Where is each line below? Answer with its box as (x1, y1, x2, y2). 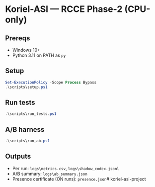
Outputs (5, 152, 31, 161)
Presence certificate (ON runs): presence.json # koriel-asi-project (12, 176, 146, 182)
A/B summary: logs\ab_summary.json (12, 171, 88, 177)
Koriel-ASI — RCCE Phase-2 (5, 3, 123, 15)
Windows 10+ (12, 47, 41, 53)
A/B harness (5, 125, 45, 134)
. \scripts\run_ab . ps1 (5, 138, 50, 144)
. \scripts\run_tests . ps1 (5, 111, 57, 116)
